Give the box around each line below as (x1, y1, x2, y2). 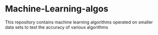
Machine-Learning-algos (5, 3, 108, 14)
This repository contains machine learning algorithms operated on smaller (5, 19, 153, 25)
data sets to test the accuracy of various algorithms (5, 24, 108, 30)
